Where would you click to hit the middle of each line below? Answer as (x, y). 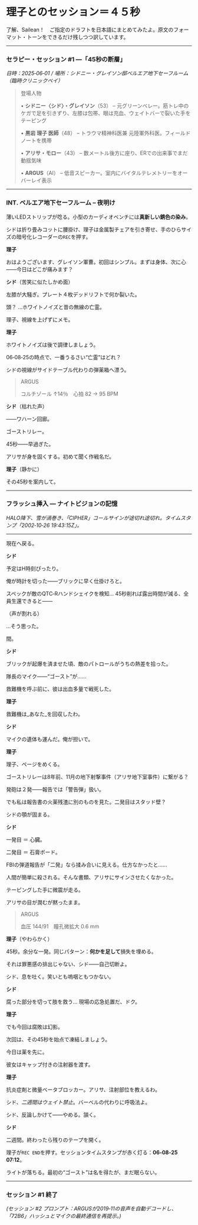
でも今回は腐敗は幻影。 (34, 1026)
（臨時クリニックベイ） (34, 81)
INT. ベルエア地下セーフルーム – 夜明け (61, 203)
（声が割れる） (24, 613)
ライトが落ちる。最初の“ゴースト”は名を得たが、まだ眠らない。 (83, 1172)
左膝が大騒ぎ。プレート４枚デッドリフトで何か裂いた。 (73, 294)
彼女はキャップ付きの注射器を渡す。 (50, 1064)
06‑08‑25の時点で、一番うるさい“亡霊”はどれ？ (64, 357)
